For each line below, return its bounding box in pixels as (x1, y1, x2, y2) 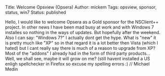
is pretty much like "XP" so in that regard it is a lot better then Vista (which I (5, 40, 159, 46)
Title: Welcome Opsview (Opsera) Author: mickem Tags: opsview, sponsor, (5, 4, 157, 10)
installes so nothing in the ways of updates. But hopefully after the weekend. (5, 30, 161, 35)
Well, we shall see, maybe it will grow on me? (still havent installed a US (5, 56, 150, 61)
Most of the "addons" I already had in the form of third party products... (5, 50, 150, 56)
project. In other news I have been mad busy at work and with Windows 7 (5, 24, 154, 30)
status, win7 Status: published (5, 9, 66, 15)
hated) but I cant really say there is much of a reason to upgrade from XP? (5, 45, 156, 51)
